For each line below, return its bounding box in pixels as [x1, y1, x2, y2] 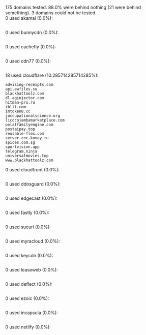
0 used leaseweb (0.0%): [5, 267, 58, 272]
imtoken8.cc [5, 109, 31, 114]
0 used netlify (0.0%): [5, 324, 51, 330]
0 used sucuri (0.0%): [5, 224, 51, 230]
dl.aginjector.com [5, 96, 44, 101]
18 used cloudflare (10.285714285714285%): [5, 72, 99, 78]
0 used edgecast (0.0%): [5, 195, 57, 201]
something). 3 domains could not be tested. [5, 10, 97, 16]
